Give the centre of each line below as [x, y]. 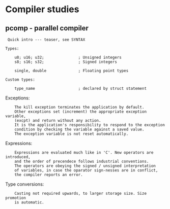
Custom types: [20, 80]
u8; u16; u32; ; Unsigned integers [68, 57]
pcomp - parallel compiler [47, 28]
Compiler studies [42, 9]
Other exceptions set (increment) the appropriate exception [80, 112]
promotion [16, 198]
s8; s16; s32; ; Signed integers [66, 62]
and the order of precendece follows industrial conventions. [82, 161]
